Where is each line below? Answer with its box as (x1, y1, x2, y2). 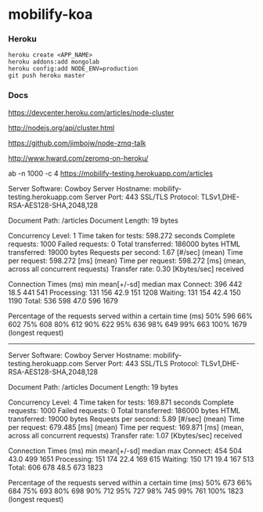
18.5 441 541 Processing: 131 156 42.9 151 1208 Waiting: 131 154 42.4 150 (8, 288, 241, 297)
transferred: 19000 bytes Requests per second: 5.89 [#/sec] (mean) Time (8, 414, 245, 423)
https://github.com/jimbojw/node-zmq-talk (8, 138, 146, 147)
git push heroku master (8, 72, 86, 80)
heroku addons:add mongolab (8, 58, 100, 66)
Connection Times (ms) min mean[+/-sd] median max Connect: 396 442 (8, 279, 243, 289)
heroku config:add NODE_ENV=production (8, 65, 139, 73)
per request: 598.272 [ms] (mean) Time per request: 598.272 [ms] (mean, (8, 256, 247, 265)
